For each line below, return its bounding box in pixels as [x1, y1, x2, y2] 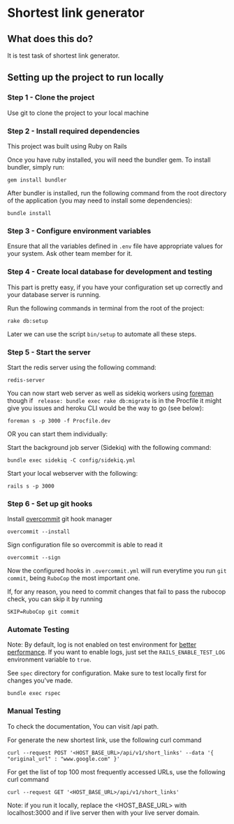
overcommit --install [7, 528, 71, 535]
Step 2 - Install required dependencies [7, 126, 140, 136]
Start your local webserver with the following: [7, 469, 138, 477]
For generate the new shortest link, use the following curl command [7, 736, 202, 744]
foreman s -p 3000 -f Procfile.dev [7, 417, 111, 425]
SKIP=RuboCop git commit [7, 608, 80, 616]
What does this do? [7, 33, 94, 45]
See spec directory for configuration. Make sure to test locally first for [7, 669, 207, 678]
